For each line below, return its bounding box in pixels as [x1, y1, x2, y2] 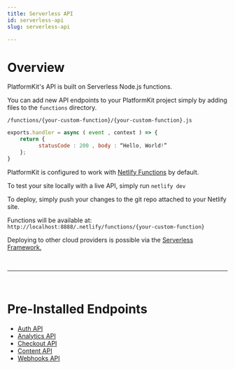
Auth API [17, 324, 43, 333]
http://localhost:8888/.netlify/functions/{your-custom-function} [7, 223, 205, 231]
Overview [7, 59, 65, 75]
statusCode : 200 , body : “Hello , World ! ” [38, 143, 168, 150]
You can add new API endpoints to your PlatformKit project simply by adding [7, 96, 227, 105]
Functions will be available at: [7, 216, 92, 224]
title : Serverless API [7, 10, 73, 17]
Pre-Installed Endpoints [7, 301, 148, 317]
